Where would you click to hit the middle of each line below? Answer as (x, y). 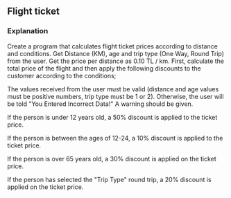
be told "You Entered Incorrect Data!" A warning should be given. (100, 104)
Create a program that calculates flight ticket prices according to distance (113, 46)
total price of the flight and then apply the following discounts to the (104, 68)
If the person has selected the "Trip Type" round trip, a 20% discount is (109, 179)
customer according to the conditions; (62, 75)
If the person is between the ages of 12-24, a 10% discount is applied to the (115, 138)
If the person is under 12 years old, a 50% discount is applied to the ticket (112, 117)
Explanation (28, 31)
